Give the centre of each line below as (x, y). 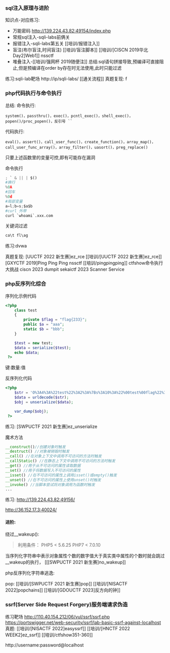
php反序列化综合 (26, 284)
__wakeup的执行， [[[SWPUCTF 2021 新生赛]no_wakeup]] (66, 562)
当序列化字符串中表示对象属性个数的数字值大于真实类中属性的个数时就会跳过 (85, 556)
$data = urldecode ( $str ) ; (42, 397)
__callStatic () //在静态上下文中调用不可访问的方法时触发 (60, 461)
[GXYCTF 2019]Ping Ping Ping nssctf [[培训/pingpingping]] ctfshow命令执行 (84, 263)
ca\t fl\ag (17, 236)
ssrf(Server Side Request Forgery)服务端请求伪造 (67, 605)
